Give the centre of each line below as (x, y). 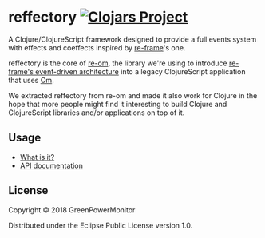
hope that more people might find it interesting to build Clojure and (118, 104)
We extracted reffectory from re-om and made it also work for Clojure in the (133, 95)
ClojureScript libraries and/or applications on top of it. (97, 113)
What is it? (37, 157)
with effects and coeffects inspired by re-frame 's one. (97, 47)
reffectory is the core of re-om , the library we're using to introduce (118, 63)
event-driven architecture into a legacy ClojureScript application (140, 71)
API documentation (51, 165)
